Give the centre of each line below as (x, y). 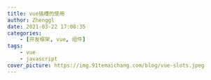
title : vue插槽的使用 (36, 14)
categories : (24, 33)
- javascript (39, 59)
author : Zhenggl (31, 20)
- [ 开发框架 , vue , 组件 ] (53, 40)
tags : (15, 46)
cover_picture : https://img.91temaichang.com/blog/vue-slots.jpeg (106, 65)
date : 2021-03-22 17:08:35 (46, 26)
